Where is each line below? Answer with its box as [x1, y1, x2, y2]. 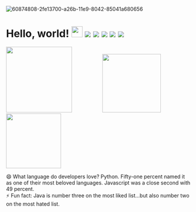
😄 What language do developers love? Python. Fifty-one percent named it [6, 173, 185, 180]
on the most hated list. [6, 200, 60, 207]
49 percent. [6, 185, 35, 192]
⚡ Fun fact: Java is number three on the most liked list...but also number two [6, 192, 190, 199]
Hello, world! [6, 27, 70, 40]
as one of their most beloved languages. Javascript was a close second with [6, 179, 191, 186]
